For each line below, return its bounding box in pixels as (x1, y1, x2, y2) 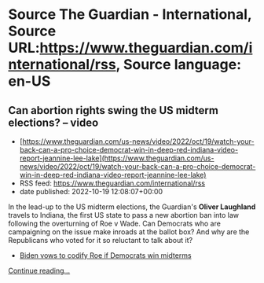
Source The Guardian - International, (8, 6, 252, 24)
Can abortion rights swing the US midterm (8, 104, 218, 117)
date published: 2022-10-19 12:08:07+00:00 (19, 187, 163, 196)
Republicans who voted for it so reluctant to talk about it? (8, 236, 193, 244)
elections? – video (8, 116, 99, 129)
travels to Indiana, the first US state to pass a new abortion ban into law (8, 211, 240, 219)
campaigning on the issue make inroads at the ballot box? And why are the (8, 227, 250, 237)
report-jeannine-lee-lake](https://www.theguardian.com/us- (19, 153, 214, 163)
